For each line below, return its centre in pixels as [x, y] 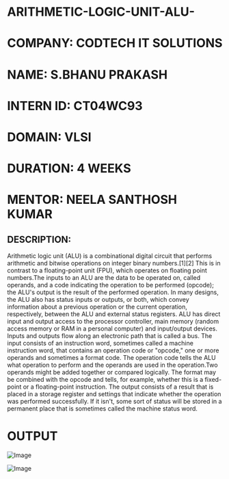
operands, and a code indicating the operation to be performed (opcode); [110, 285]
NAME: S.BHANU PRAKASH [87, 74]
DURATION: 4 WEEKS [69, 169]
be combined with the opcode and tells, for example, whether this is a [105, 380]
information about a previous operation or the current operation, [97, 307]
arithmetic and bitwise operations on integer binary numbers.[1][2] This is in [114, 263]
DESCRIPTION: [39, 239]
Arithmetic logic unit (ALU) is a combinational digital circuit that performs [110, 256]
